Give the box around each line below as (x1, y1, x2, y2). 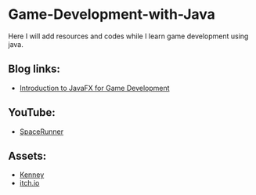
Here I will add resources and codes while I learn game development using (8, 31, 249, 41)
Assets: (8, 149, 47, 162)
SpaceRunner (19, 127, 64, 136)
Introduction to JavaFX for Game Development (19, 83, 170, 92)
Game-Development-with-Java (8, 5, 215, 23)
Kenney (19, 170, 45, 179)
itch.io (19, 179, 40, 188)
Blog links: (8, 63, 61, 76)
